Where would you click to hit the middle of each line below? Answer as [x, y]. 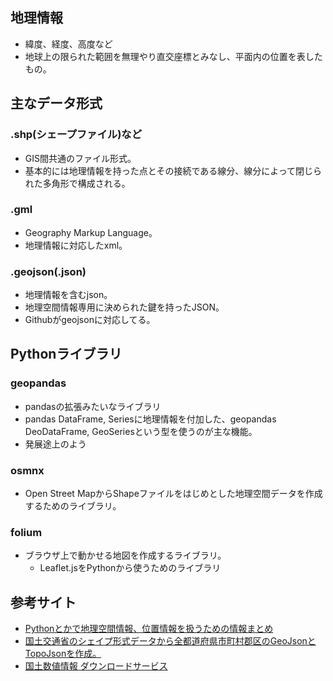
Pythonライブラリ [66, 354]
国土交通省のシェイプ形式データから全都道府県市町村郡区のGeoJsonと [170, 641]
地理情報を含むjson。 [68, 295]
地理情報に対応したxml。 [76, 245]
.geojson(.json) [48, 271]
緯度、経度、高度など [68, 44]
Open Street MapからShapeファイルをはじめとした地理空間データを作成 [173, 494]
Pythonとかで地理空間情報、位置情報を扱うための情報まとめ [149, 629]
